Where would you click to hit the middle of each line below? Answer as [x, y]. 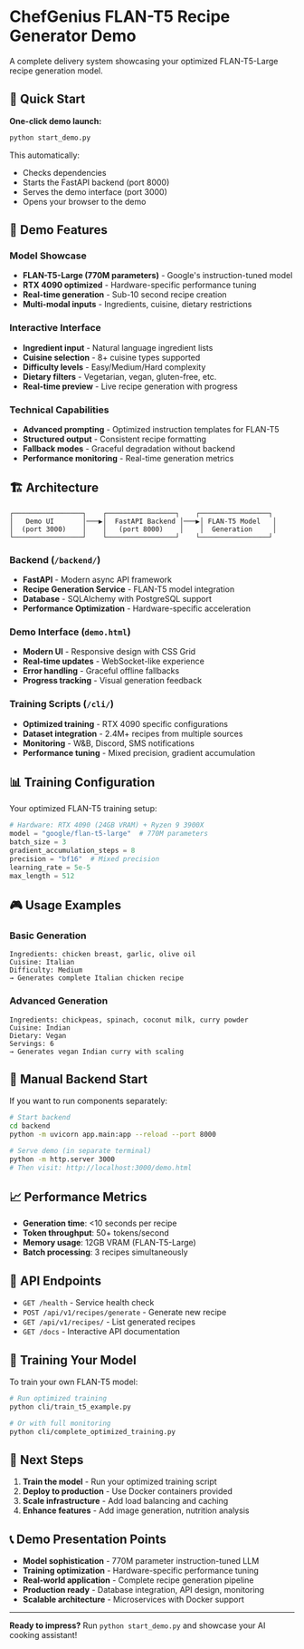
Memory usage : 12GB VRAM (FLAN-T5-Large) [109, 1243]
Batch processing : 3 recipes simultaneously [105, 1252]
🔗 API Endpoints [56, 1280]
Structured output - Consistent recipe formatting [114, 439]
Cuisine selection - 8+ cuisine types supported [111, 357]
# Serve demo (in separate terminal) [81, 1150]
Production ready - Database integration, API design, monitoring [143, 1590]
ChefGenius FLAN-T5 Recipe [120, 17]
